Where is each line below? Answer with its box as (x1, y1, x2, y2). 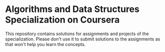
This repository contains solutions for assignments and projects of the (5, 30, 149, 36)
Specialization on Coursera (5, 14, 120, 25)
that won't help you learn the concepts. (5, 41, 86, 47)
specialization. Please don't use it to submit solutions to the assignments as (5, 36, 161, 42)
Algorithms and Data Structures (5, 3, 140, 15)
